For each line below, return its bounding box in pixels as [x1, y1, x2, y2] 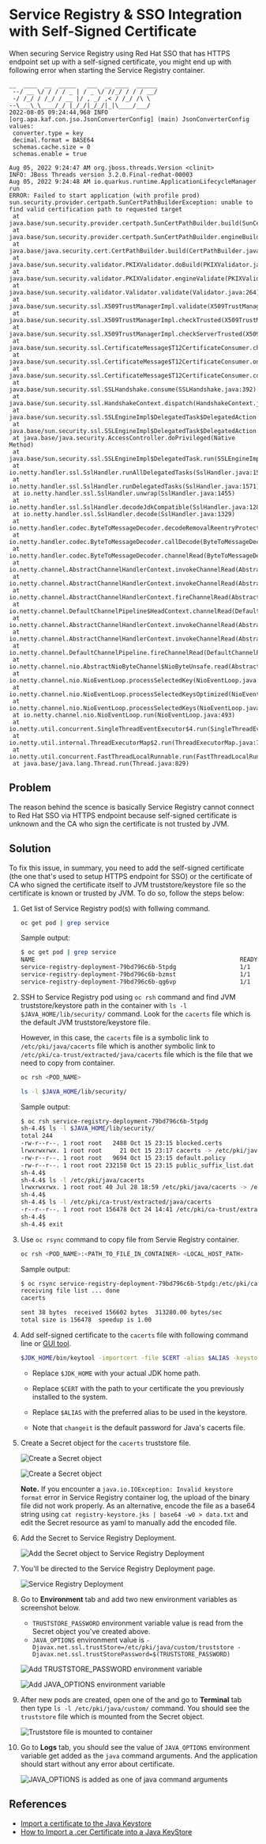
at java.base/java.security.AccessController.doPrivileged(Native [12, 434, 236, 442]
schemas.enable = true [12, 150, 88, 158]
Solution [9, 842, 51, 856]
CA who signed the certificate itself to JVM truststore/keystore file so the [9, 880, 247, 889]
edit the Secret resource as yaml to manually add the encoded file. [20, 1518, 238, 1527]
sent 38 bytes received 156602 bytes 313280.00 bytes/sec [20, 1309, 223, 1317]
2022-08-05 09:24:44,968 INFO [9, 108, 109, 116]
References [9, 1797, 67, 1811]
